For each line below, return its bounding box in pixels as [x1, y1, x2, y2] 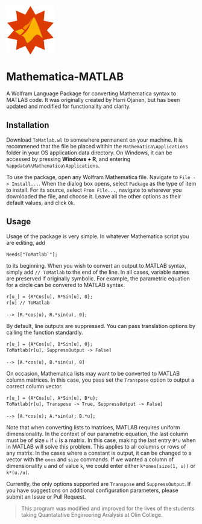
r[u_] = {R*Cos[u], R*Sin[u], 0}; [6, 294, 93, 300]
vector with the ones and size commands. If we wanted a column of [6, 455, 174, 463]
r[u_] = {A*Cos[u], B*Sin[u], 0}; [6, 341, 93, 347]
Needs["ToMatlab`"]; [6, 251, 58, 257]
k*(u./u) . [6, 469, 30, 476]
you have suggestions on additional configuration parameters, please [6, 487, 178, 494]
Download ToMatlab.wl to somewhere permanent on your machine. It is [6, 136, 183, 144]
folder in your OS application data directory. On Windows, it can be [6, 149, 172, 156]
